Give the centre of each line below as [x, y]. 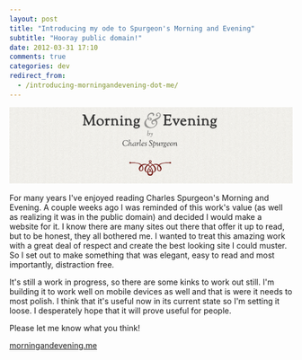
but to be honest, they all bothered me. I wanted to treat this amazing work [147, 236]
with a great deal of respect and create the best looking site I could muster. [148, 245]
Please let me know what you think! [75, 328]
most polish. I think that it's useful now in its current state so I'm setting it [145, 301]
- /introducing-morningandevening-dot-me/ [98, 85]
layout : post [34, 19]
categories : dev [40, 66]
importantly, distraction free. [62, 264]
